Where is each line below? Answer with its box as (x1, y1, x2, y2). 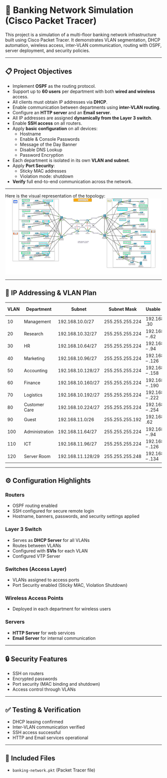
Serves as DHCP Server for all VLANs (12, 537, 90, 543)
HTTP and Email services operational (12, 735, 88, 741)
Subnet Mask (108, 306, 137, 312)
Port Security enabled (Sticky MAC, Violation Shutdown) (12, 582, 128, 588)
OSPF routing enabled (12, 503, 58, 509)
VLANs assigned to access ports (12, 576, 80, 583)
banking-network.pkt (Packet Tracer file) (12, 767, 95, 773)
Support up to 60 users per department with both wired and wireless (12, 88, 156, 94)
